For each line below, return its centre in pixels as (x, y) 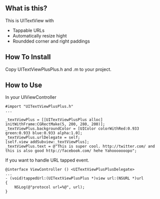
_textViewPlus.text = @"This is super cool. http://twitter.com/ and (80, 146)
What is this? (26, 8)
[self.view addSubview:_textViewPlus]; (47, 142)
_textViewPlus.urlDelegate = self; (43, 138)
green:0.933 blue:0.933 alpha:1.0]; (44, 133)
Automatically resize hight (40, 35)
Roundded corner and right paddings (51, 41)
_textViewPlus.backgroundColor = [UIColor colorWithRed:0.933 (72, 129)
